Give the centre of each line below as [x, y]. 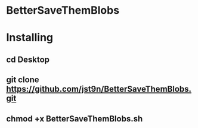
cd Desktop [28, 59]
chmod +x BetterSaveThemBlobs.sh [75, 119]
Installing [30, 38]
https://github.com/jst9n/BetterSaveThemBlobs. [99, 89]
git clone [23, 80]
